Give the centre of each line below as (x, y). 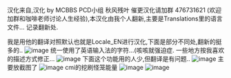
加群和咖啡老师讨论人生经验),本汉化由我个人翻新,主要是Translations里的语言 (115, 18)
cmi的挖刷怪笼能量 (91, 67)
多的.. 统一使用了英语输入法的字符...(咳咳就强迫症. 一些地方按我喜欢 (116, 50)
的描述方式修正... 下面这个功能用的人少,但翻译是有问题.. (99, 59)
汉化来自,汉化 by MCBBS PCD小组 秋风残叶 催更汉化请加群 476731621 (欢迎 (114, 10)
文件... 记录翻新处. (33, 27)
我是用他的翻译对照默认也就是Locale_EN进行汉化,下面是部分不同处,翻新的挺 (114, 42)
